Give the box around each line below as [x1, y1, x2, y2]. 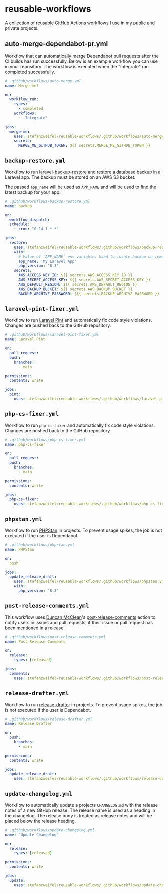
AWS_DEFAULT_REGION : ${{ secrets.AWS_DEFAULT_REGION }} [18, 282, 137, 287]
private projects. [5, 25, 39, 31]
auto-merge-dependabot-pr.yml [5, 40, 108, 48]
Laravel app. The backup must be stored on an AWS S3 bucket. [5, 174, 136, 180]
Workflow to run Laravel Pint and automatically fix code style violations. [5, 317, 152, 323]
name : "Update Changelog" [5, 832, 59, 837]
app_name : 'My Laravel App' [18, 259, 77, 264]
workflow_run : [9, 97, 39, 102]
